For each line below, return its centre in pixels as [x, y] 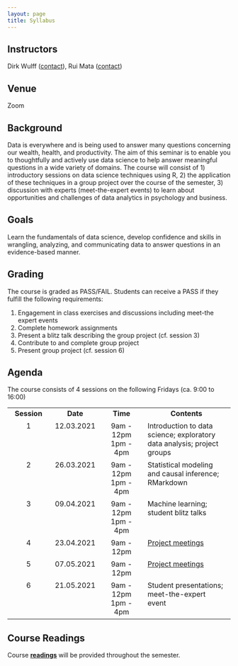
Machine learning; [177, 504]
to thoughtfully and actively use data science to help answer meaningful [112, 159]
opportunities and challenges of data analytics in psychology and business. [118, 197]
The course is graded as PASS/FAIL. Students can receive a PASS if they [113, 291]
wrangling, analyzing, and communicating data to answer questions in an [114, 244]
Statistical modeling [181, 465]
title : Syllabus [31, 21]
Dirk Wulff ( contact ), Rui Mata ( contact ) [65, 66]
